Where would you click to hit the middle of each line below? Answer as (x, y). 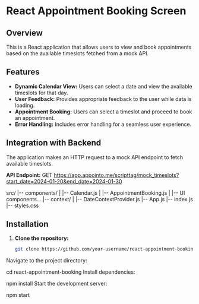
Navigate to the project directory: (47, 261)
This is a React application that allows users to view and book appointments (99, 47)
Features (23, 72)
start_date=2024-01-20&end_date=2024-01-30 (64, 181)
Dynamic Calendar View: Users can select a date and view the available (103, 86)
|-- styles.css (23, 205)
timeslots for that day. (41, 93)
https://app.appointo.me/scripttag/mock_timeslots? (116, 175)
